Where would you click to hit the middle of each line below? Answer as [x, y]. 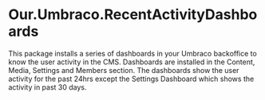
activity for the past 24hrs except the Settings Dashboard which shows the [131, 79]
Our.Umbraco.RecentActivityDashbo [133, 15]
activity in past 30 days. [47, 87]
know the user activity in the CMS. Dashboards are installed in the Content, [132, 62]
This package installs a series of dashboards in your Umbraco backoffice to [132, 53]
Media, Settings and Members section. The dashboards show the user [124, 70]
